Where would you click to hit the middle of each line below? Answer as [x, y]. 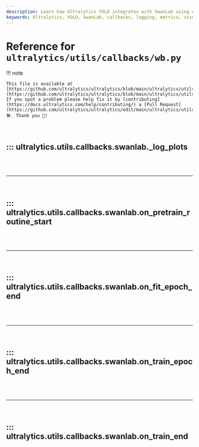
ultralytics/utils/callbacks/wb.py [94, 58]
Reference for [41, 46]
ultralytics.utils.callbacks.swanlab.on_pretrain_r [98, 212]
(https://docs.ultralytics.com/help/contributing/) [71, 105]
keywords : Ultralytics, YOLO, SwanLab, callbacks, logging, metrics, [94, 17]
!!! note [15, 73]
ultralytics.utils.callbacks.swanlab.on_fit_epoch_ [99, 287]
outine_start [29, 222]
